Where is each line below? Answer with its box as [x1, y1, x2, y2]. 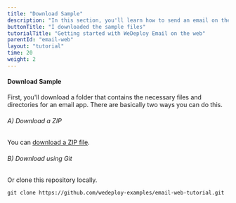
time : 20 [7, 50, 33, 57]
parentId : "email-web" [7, 36, 74, 43]
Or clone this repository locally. [7, 176, 98, 184]
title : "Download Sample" [7, 10, 83, 17]
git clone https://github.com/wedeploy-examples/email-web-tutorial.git [7, 190, 225, 197]
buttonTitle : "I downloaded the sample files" [7, 23, 146, 30]
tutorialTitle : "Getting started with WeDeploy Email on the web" [7, 29, 206, 37]
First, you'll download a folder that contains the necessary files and [7, 92, 202, 101]
